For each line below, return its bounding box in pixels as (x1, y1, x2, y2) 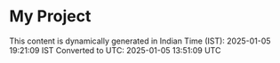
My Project (9, 6, 92, 27)
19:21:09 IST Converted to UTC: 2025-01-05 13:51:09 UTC (9, 44, 221, 55)
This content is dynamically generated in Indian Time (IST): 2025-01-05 (9, 35, 271, 46)
